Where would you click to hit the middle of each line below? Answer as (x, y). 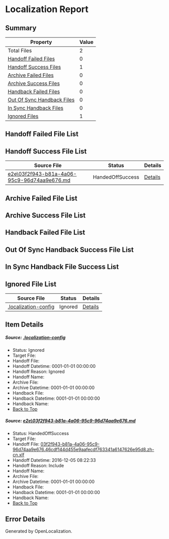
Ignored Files (23, 116)
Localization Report (47, 9)
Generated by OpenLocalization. (39, 531)
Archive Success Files (34, 83)
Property (41, 42)
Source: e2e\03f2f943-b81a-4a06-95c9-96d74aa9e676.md (70, 420)
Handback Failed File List (45, 232)
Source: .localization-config (35, 337)
